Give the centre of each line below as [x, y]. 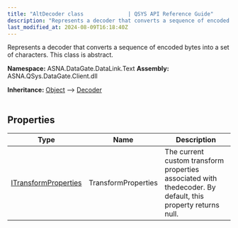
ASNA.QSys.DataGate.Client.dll [52, 76]
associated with [191, 178]
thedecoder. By [190, 188]
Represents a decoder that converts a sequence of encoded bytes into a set [118, 48]
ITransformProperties [46, 183]
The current [184, 152]
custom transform [194, 161]
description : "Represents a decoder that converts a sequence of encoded [119, 21]
